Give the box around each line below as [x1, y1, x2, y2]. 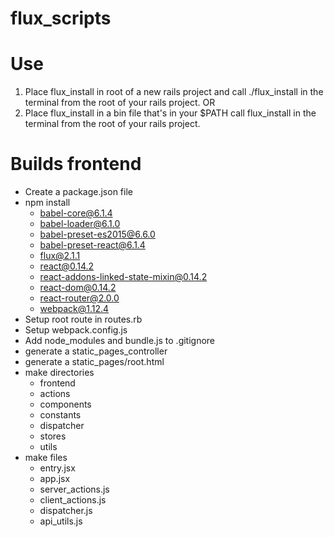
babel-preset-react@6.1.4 [39, 239, 146, 251]
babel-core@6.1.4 [39, 207, 113, 219]
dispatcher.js [39, 505, 93, 517]
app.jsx [39, 473, 71, 485]
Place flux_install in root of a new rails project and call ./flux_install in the [24, 86, 324, 98]
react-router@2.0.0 [39, 292, 120, 304]
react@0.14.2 [39, 260, 95, 272]
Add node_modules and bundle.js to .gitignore [24, 335, 216, 347]
